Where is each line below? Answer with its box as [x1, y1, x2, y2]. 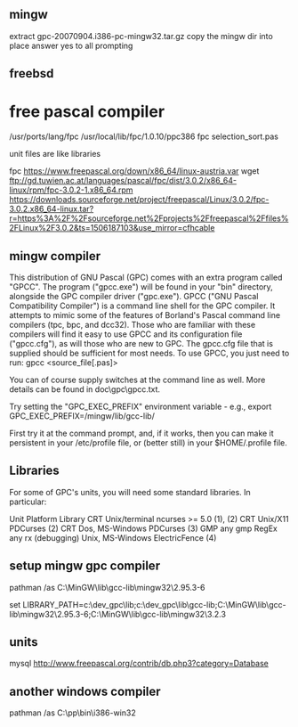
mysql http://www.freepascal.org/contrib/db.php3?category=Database [9, 658, 270, 669]
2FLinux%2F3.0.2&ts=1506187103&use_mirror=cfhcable [9, 223, 215, 233]
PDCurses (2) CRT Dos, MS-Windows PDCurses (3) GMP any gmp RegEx [9, 523, 278, 534]
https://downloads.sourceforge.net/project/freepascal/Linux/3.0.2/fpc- [9, 194, 270, 205]
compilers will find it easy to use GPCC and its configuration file [9, 329, 243, 339]
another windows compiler [9, 683, 162, 698]
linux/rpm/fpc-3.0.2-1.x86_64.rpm [9, 184, 133, 195]
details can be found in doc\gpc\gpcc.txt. [9, 383, 161, 395]
